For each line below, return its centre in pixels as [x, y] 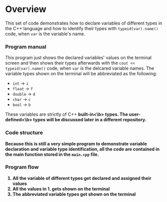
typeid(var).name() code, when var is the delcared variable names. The [80, 68]
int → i [20, 83]
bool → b [22, 105]
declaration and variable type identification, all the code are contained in [82, 149]
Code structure [24, 133]
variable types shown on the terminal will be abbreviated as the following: [81, 74]
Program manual [26, 47]
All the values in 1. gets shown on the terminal [61, 188]
